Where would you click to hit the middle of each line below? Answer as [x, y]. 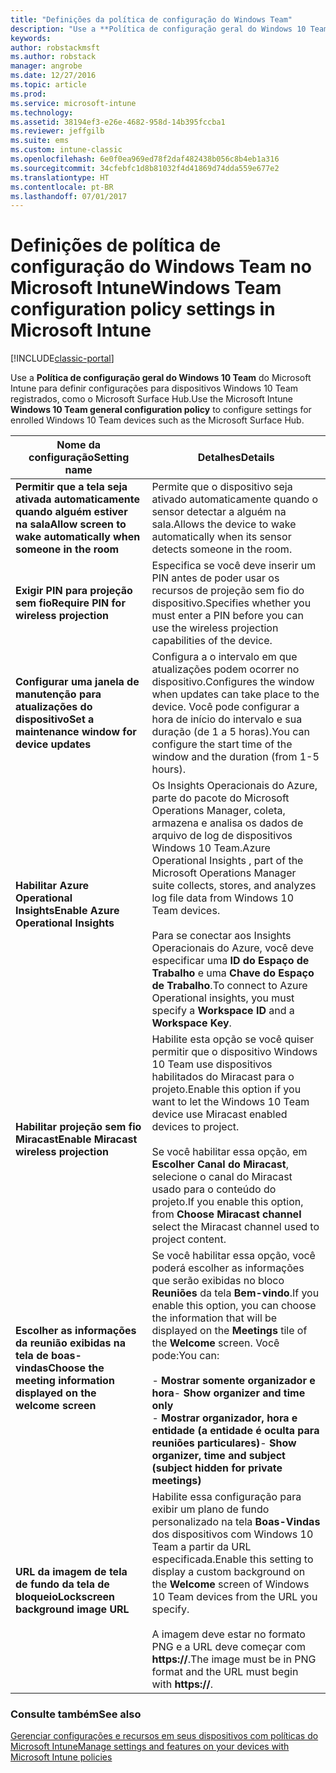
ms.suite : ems [40, 141]
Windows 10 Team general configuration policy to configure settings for [161, 410]
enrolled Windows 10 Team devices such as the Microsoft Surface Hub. [157, 420]
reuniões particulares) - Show [224, 1443]
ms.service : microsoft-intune [73, 103]
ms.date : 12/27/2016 [53, 76]
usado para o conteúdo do [214, 1189]
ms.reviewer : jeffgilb [57, 131]
